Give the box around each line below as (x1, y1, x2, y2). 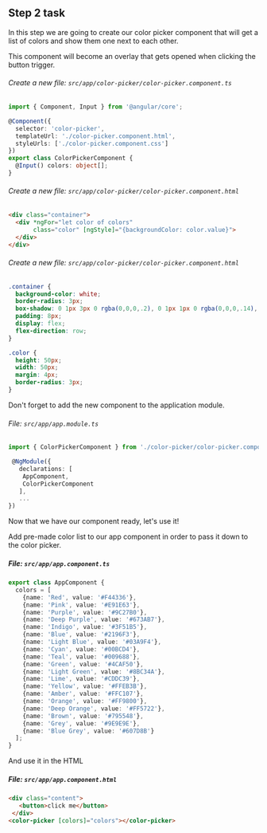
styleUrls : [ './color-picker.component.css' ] (15, 139, 169, 147)
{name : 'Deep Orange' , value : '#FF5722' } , (22, 705, 165, 713)
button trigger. (8, 60, 56, 69)
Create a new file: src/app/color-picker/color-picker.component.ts (8, 78, 232, 88)
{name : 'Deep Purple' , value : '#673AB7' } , (22, 615, 165, 624)
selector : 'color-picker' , (15, 124, 105, 132)
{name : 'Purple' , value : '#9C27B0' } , (22, 608, 148, 616)
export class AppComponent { (8, 579, 105, 587)
